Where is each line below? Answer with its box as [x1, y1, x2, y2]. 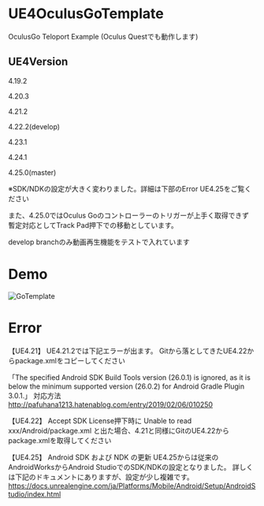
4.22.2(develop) [8, 121, 61, 131]
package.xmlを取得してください [8, 435, 112, 445]
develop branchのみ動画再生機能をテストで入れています [8, 237, 191, 247]
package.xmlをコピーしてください [14, 355, 126, 365]
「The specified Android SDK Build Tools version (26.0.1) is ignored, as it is [8, 372, 251, 382]
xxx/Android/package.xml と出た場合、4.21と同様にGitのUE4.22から [8, 426, 230, 435]
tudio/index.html [8, 489, 61, 499]
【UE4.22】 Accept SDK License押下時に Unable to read [8, 415, 192, 426]
